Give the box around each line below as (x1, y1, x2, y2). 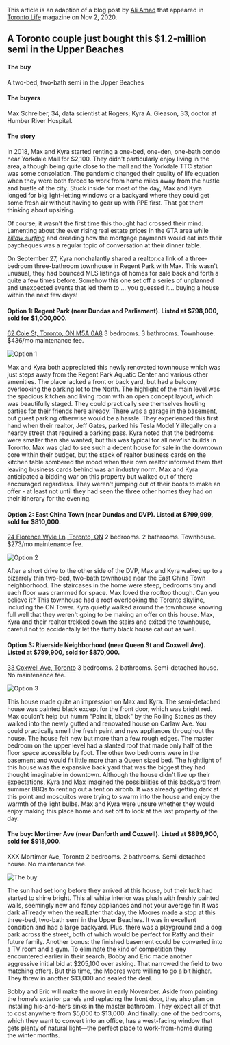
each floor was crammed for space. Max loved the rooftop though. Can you (7, 589, 220, 597)
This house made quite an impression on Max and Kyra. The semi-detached (7, 697, 221, 706)
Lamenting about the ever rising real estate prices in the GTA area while (7, 227, 209, 234)
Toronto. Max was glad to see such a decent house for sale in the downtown (7, 443, 222, 452)
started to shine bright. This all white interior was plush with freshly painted (7, 893, 220, 902)
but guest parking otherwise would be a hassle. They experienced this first (7, 414, 218, 423)
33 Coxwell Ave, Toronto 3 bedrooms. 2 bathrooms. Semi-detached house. (7, 663, 219, 672)
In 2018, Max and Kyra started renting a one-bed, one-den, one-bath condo (7, 148, 220, 155)
